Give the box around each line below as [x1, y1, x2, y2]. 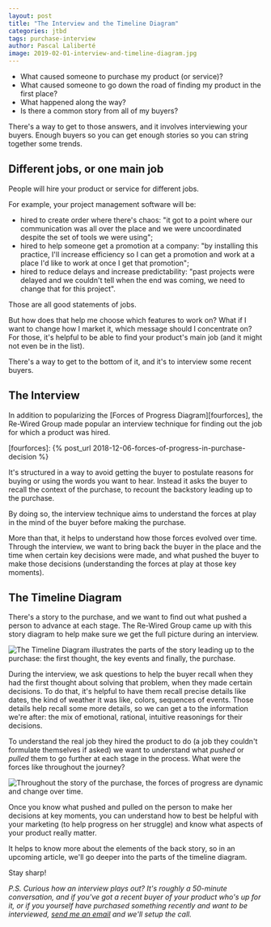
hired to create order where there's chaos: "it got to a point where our [19, 215, 253, 225]
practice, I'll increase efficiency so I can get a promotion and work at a [19, 249, 255, 259]
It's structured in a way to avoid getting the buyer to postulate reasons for [8, 467, 254, 477]
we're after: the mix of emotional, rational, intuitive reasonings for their [8, 713, 243, 722]
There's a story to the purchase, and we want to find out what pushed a [8, 612, 248, 622]
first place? [19, 89, 58, 98]
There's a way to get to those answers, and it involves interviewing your [8, 122, 248, 131]
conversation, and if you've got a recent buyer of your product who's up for [8, 892, 261, 902]
